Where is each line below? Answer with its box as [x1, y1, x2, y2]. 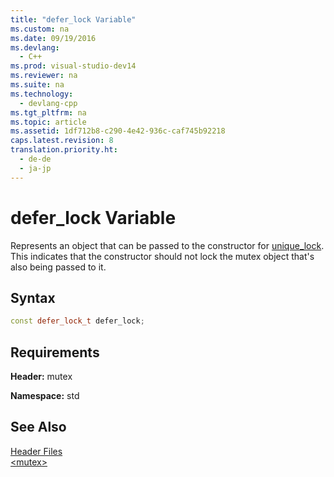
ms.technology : [10, 89, 74, 99]
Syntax [10, 289, 56, 306]
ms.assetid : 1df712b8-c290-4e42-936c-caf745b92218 [10, 126, 226, 136]
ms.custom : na [10, 24, 70, 34]
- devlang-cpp [19, 98, 78, 108]
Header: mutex [10, 371, 73, 383]
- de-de [19, 154, 52, 164]
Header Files [10, 445, 63, 457]
